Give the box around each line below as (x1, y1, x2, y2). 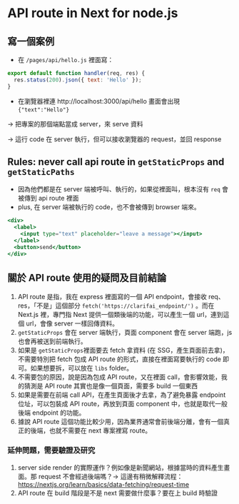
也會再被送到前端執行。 (17, 337, 87, 346)
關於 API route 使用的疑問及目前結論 (7, 272, 167, 284)
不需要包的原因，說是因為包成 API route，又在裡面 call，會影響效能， (17, 373, 222, 381)
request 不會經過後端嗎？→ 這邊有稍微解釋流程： (38, 472, 183, 480)
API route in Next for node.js (7, 5, 178, 21)
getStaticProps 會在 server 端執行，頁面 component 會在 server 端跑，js (17, 328, 233, 336)
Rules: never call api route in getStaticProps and (7, 156, 225, 168)
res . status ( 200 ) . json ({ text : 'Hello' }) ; (14, 76, 142, 84)
